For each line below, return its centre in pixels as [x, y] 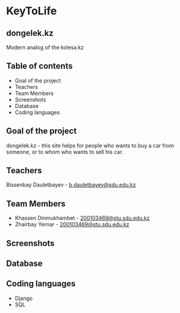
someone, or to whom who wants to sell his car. [65, 152]
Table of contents [39, 66]
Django [24, 298]
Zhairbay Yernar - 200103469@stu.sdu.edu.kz [72, 225]
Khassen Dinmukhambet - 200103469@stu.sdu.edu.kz [82, 218]
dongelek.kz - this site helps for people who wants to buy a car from [90, 145]
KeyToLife [32, 11]
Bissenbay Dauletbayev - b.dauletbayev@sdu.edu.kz [71, 185]
